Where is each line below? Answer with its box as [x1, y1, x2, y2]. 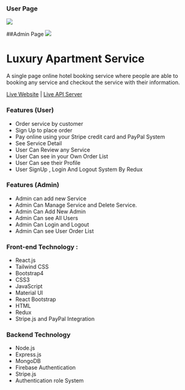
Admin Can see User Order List [15, 227, 94, 234]
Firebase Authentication [15, 364, 76, 372]
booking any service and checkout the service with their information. [6, 78, 180, 86]
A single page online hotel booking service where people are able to [6, 72, 179, 80]
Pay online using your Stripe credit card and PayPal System [15, 133, 165, 140]
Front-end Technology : [6, 242, 78, 251]
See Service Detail [15, 139, 62, 147]
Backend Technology [6, 331, 71, 339]
